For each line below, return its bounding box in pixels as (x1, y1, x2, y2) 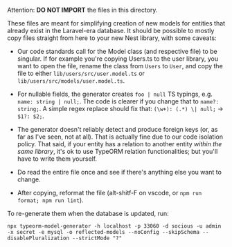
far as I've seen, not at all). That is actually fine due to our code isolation (17, 132, 224, 141)
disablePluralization (7, 235, 70, 241)
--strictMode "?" (72, 235, 123, 241)
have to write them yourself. (17, 155, 98, 163)
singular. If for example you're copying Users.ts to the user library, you (17, 55, 219, 63)
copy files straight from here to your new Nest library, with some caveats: (7, 34, 217, 42)
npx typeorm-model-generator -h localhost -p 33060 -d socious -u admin (7, 223, 222, 230)
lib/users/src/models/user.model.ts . (17, 77, 125, 85)
